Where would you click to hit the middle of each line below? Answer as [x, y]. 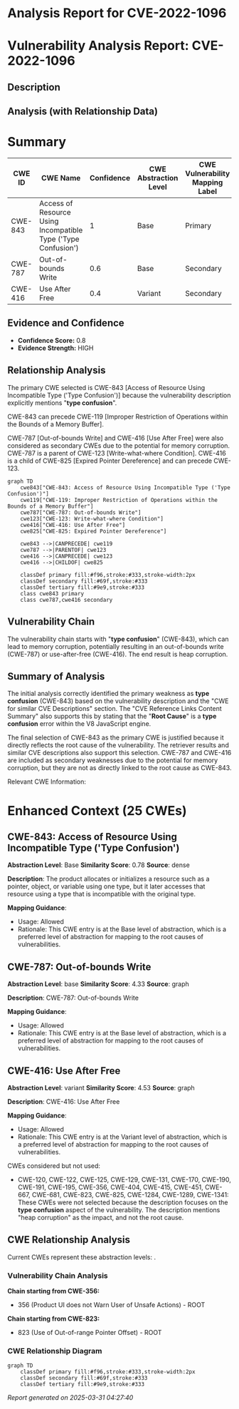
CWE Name [61, 178]
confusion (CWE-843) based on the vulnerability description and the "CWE [118, 701]
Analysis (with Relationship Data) [83, 112]
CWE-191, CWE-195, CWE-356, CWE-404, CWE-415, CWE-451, [111, 1187]
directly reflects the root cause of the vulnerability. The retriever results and [118, 745]
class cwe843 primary [52, 593]
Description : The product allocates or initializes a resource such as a [108, 879]
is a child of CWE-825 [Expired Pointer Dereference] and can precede [110, 461]
